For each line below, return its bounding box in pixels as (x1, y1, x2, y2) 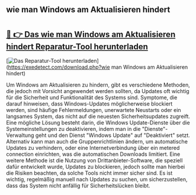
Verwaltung (6, 132, 34, 139)
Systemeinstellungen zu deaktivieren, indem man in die (6, 126, 141, 132)
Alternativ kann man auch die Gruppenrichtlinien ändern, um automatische (6, 138, 188, 145)
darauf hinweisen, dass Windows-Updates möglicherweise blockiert (6, 100, 173, 107)
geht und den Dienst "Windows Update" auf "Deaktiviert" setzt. (35, 132, 191, 139)
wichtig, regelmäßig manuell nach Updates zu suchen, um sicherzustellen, (6, 176, 188, 183)
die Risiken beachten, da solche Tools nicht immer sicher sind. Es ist (6, 170, 173, 177)
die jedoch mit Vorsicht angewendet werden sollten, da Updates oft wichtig (6, 88, 189, 94)
